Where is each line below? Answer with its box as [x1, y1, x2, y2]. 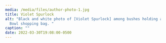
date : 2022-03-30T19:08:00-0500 [5, 30, 72, 35]
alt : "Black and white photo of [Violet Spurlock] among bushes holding [5, 16, 158, 21]
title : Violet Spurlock [5, 12, 54, 17]
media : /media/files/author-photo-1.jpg [5, 7, 90, 12]
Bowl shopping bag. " [9, 21, 54, 26]
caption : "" [5, 26, 30, 31]
